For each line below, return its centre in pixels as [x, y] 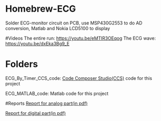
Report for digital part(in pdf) [36, 113]
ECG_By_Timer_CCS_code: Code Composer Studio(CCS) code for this [79, 78]
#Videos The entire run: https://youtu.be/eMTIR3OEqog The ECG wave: [80, 38]
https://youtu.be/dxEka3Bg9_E [38, 43]
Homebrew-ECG [41, 9]
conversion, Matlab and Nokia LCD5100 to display [58, 28]
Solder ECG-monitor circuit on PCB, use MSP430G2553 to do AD [74, 23]
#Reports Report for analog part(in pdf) [47, 103]
